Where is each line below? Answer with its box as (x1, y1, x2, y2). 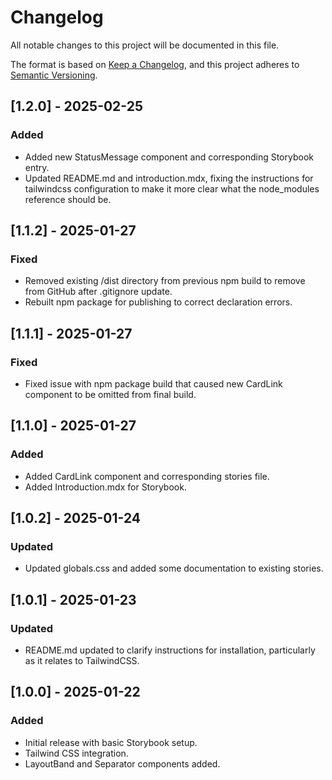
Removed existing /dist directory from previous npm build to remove (24, 275, 306, 287)
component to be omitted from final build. (24, 389, 197, 400)
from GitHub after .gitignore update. (24, 286, 173, 298)
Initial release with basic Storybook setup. (24, 736, 198, 748)
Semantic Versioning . (10, 69, 98, 81)
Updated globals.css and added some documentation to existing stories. (24, 562, 324, 575)
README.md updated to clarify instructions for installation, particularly (24, 644, 316, 656)
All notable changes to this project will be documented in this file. (10, 39, 280, 51)
